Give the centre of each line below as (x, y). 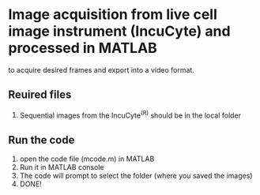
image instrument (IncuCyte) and (119, 31)
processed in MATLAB (83, 48)
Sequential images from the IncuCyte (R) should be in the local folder (130, 114)
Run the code (41, 140)
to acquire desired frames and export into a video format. (102, 69)
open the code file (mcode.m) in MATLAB (87, 159)
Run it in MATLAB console (62, 167)
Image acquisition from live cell (113, 15)
